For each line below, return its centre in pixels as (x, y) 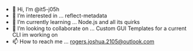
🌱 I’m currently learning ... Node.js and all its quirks (76, 22)
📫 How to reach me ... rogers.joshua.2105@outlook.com (83, 41)
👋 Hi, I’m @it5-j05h (36, 9)
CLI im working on (35, 35)
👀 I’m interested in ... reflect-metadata (60, 16)
